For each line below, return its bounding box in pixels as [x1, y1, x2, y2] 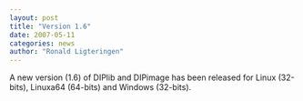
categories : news [9, 38, 76, 48]
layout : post [9, 13, 59, 23]
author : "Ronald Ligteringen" [9, 47, 125, 56]
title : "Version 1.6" [9, 22, 92, 31]
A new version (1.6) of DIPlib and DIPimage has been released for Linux [9, 72, 277, 83]
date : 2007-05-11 [9, 30, 76, 39]
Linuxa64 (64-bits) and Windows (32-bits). [30, 82, 192, 93]
